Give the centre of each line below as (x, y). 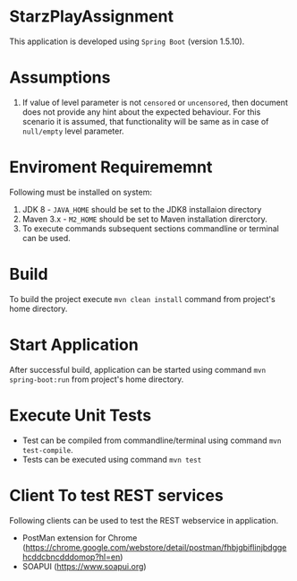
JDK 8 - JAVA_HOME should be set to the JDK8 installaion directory (142, 209)
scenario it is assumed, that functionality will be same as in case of (145, 121)
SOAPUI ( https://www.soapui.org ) (84, 566)
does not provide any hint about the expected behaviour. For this (141, 112)
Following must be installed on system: (81, 192)
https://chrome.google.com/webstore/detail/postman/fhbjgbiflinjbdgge (156, 547)
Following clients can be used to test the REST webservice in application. (144, 520)
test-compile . (47, 449)
